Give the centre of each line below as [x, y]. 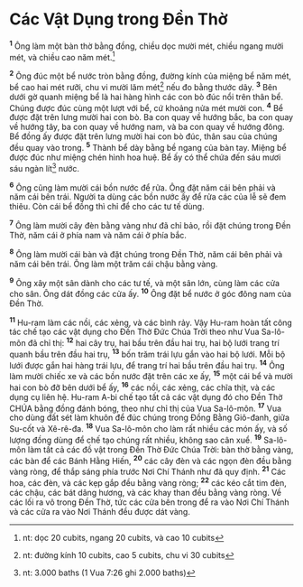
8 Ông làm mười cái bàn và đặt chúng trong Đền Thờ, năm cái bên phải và [146, 253]
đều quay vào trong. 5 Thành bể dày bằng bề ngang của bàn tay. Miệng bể [148, 147]
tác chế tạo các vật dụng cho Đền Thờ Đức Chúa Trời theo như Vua [134, 332]
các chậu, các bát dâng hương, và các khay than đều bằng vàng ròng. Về [146, 492]
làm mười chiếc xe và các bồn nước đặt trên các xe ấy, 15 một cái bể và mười [151, 376]
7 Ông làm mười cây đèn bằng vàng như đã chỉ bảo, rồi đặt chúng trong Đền [150, 224]
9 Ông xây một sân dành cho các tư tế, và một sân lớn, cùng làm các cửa [145, 282]
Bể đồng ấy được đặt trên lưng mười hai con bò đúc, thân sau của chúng [143, 136]
